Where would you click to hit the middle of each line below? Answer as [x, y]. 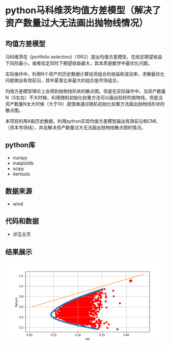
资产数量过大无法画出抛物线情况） [77, 23]
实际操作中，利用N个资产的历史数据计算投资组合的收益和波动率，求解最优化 [85, 74]
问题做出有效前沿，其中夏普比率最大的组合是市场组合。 [63, 80]
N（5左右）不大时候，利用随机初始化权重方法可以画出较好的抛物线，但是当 [84, 98]
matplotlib [23, 163]
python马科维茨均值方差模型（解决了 [83, 10]
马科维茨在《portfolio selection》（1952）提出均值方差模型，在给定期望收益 [84, 57]
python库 [20, 145]
